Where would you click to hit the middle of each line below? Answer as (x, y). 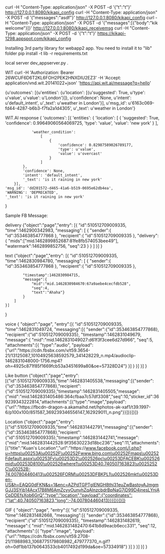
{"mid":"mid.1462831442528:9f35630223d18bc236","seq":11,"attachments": (82, 443)
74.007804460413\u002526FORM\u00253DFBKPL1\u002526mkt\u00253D (82, 474)
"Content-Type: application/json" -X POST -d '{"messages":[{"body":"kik (84, 23)
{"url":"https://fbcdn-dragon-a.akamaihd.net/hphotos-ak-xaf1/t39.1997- (78, 407)
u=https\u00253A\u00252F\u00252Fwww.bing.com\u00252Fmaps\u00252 (82, 453)
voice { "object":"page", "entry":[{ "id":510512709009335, (64, 324)
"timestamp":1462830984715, (51, 275)
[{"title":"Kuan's (21, 448)
